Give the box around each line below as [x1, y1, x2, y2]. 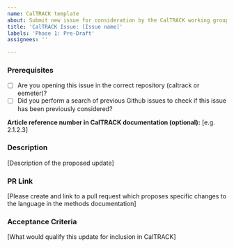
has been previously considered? [17, 104, 113, 112]
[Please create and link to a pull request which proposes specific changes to [7, 192, 226, 200]
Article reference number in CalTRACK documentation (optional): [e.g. [7, 118, 216, 126]
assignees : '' [7, 36, 49, 43]
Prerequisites [7, 66, 54, 75]
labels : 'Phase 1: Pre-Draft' [7, 29, 95, 37]
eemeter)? [17, 89, 47, 98]
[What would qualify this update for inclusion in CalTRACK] [7, 233, 176, 241]
